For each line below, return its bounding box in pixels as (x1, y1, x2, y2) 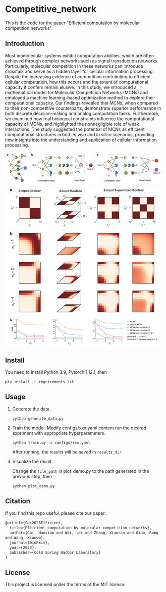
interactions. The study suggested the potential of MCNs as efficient (5, 126, 145, 132)
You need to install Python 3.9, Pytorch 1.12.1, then (5, 369, 107, 375)
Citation (5, 497, 31, 505)
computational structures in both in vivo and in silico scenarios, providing (5, 131, 155, 137)
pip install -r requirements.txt (5, 379, 74, 384)
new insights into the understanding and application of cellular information (5, 137, 157, 143)
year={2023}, (9, 545, 37, 550)
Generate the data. (12, 406, 51, 412)
